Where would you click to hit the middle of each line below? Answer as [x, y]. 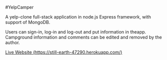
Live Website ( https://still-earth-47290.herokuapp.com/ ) [64, 52]
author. [13, 42]
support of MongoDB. [28, 22]
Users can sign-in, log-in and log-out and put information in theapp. [76, 32]
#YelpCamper [19, 7]
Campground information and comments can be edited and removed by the [84, 37]
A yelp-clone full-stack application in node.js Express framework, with [78, 17]
